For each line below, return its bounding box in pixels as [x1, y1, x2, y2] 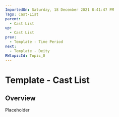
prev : [5, 35, 16, 40]
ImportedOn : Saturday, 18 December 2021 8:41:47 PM [5, 7, 114, 12]
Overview [5, 94, 36, 102]
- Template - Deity [9, 48, 50, 53]
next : [5, 44, 16, 49]
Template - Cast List [5, 75, 90, 85]
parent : [5, 16, 21, 21]
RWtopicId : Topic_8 [5, 53, 46, 58]
